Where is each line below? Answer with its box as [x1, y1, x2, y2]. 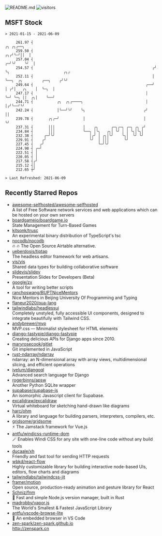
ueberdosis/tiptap [12, 248, 47, 254]
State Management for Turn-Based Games [12, 222, 97, 228]
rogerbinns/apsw [12, 377, 46, 383]
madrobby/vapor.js [12, 500, 50, 505]
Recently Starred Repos [5, 189, 78, 197]
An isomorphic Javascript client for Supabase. [12, 393, 104, 398]
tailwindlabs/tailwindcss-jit [12, 474, 65, 480]
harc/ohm [12, 408, 31, 414]
